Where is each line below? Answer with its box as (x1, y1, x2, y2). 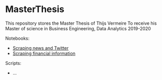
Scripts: (5, 60, 22, 66)
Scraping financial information (12, 50, 76, 56)
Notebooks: (5, 35, 30, 41)
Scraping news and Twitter (12, 45, 69, 51)
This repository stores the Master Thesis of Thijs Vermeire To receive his (5, 20, 157, 26)
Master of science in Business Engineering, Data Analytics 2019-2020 (5, 25, 151, 31)
